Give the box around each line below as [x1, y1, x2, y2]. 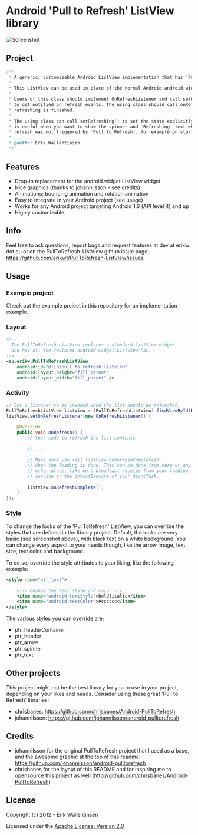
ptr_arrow [14, 639, 38, 646]
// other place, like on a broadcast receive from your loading [27, 468, 189, 474]
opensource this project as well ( [14, 772, 94, 779]
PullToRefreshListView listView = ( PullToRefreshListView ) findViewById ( [6, 408, 192, 414]
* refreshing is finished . [8, 107, 75, 113]
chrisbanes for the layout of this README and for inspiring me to [14, 765, 171, 773]
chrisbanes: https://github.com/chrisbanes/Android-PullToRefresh [14, 708, 176, 715]
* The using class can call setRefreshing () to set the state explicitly [8, 118, 194, 124]
